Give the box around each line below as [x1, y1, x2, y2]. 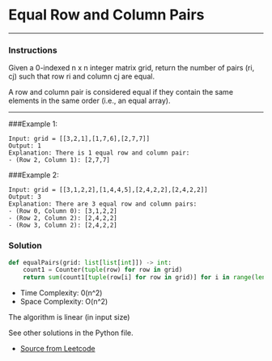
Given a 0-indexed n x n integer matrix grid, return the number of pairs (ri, [8, 63, 255, 73]
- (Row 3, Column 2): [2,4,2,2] [8, 221, 117, 230]
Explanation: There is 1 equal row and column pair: [8, 149, 190, 157]
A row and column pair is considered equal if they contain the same [8, 87, 233, 97]
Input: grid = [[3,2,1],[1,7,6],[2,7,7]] [8, 135, 151, 143]
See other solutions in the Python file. [8, 328, 134, 338]
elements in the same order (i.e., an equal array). [8, 96, 171, 106]
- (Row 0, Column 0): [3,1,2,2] [8, 207, 117, 215]
